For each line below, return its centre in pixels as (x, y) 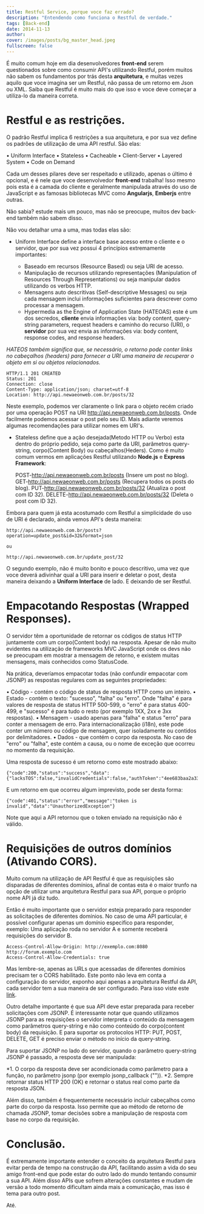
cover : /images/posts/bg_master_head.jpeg (61, 40)
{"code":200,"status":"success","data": (58, 773)
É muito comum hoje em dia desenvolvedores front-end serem (85, 63)
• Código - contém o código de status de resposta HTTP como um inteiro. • (101, 692)
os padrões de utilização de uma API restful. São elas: (74, 143)
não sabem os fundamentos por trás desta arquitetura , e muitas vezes (95, 76)
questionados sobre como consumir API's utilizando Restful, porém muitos (100, 69)
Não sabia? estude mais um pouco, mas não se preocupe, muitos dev (93, 211)
